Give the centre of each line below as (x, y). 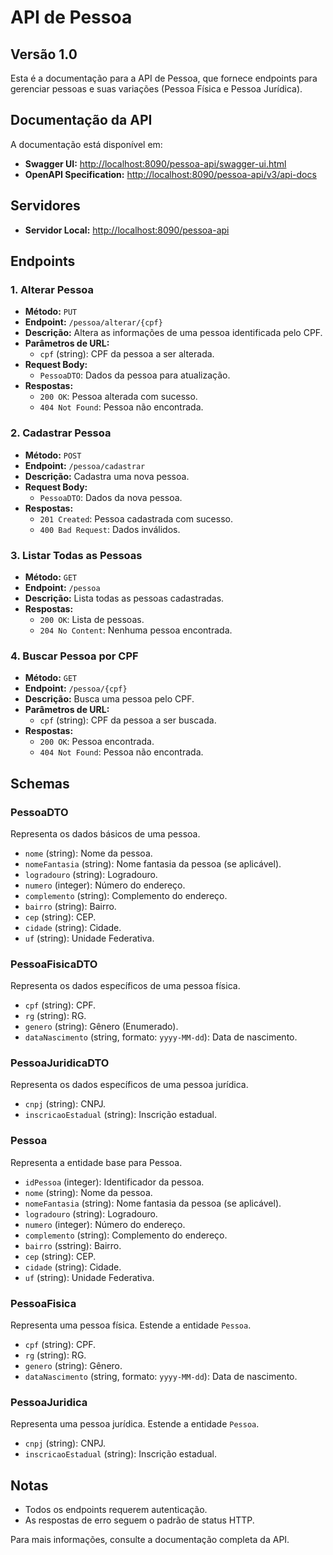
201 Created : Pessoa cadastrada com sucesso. (136, 518)
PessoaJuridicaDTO (60, 1063)
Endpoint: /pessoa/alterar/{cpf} (93, 322)
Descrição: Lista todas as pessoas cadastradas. (124, 598)
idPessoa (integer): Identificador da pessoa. (114, 1182)
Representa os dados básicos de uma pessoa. (105, 833)
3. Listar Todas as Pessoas (76, 555)
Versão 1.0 (44, 54)
